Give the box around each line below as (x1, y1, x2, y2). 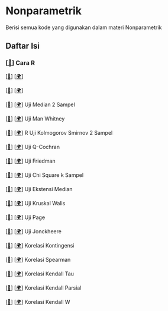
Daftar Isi (5, 41, 40, 51)
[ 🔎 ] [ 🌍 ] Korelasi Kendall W (5, 298, 70, 305)
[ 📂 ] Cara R (5, 59, 35, 67)
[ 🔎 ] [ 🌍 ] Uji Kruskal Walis (5, 199, 66, 207)
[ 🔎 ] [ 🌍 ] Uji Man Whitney (5, 115, 65, 122)
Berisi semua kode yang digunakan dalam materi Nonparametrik (5, 24, 162, 31)
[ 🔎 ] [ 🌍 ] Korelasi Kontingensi (5, 242, 75, 249)
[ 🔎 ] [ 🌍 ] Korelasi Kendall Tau (5, 270, 75, 277)
